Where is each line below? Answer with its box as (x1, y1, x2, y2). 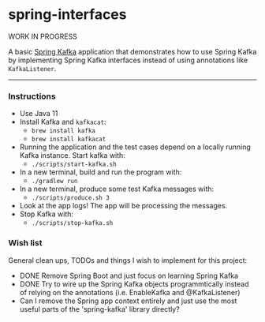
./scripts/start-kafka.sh (31, 160, 117, 169)
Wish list (8, 238, 43, 249)
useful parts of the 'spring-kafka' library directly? (19, 304, 180, 313)
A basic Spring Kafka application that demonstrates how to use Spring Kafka (8, 47, 257, 56)
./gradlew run (31, 178, 78, 185)
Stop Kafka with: (19, 209, 73, 219)
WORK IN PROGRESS (8, 32, 77, 41)
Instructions (8, 91, 57, 102)
